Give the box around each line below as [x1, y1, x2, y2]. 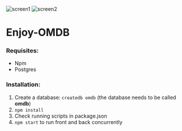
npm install [14, 107, 44, 113]
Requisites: [6, 47, 39, 55]
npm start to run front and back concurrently [14, 118, 123, 125]
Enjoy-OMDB [6, 26, 70, 39]
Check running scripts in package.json [14, 112, 107, 119]
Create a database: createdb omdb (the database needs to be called [14, 94, 177, 101]
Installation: [6, 80, 41, 88]
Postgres [14, 66, 37, 73]
